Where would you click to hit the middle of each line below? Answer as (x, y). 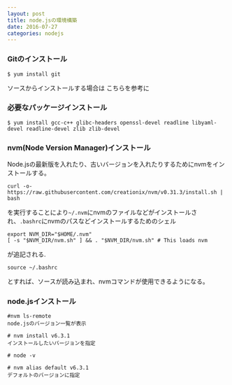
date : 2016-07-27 (32, 27)
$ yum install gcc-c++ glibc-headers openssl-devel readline (98, 122)
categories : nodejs (36, 33)
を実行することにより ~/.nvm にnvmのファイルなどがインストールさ (102, 212)
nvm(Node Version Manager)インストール (79, 148)
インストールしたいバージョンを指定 (51, 344)
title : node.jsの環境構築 (42, 20)
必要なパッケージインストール (57, 108)
